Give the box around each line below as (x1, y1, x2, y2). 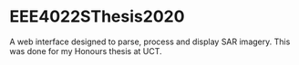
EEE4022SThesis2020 (9, 6, 185, 27)
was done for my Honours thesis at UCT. (9, 45, 162, 56)
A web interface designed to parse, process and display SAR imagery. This (9, 36, 291, 47)
